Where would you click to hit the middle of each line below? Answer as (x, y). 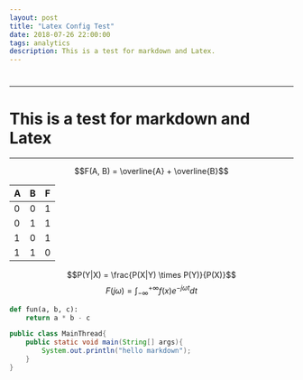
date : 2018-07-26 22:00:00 (60, 34)
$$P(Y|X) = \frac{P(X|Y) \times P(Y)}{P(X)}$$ (151, 275)
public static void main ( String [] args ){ (104, 343)
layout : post (34, 18)
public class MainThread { (58, 334)
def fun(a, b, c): (44, 309)
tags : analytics (40, 43)
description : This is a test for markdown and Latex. (113, 51)
